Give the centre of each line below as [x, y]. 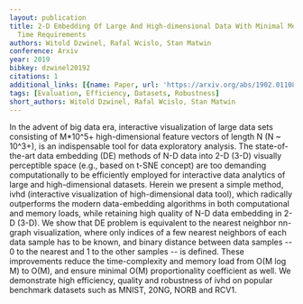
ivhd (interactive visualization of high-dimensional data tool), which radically [151, 194]
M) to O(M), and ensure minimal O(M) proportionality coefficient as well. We [150, 271]
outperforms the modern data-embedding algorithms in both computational [150, 204]
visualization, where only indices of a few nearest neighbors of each [160, 233]
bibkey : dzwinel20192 [50, 69]
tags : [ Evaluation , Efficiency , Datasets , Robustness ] [115, 93]
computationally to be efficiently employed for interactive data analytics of [147, 175]
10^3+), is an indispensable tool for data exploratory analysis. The [132, 146]
